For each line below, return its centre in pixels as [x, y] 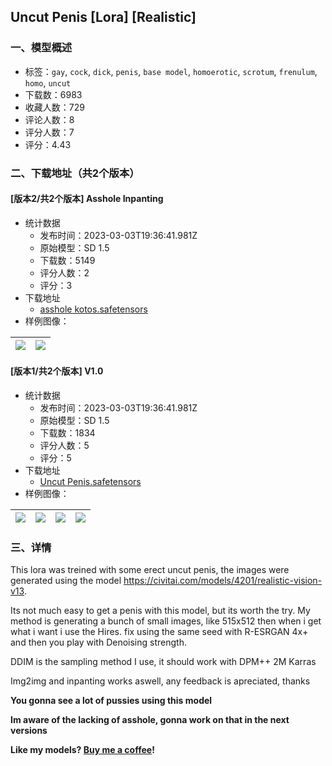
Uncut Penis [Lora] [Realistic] [103, 17]
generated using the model [66, 581]
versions [29, 731]
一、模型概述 [41, 48]
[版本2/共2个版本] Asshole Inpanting [87, 199]
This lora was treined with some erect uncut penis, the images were [150, 570]
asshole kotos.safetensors [93, 309]
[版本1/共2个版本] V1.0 [57, 371]
